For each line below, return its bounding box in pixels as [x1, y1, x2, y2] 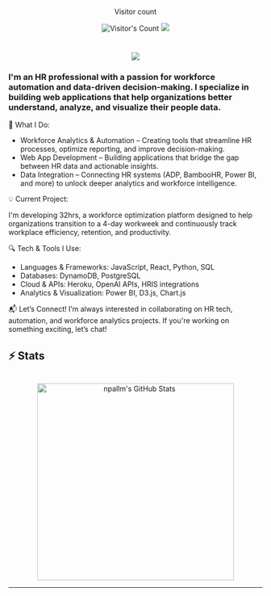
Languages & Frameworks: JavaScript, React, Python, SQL [19, 262, 215, 272]
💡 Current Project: [8, 194, 69, 204]
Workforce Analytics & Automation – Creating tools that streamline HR [19, 136, 252, 145]
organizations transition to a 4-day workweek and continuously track [8, 219, 237, 229]
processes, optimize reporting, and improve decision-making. [19, 145, 225, 154]
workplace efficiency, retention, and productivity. [8, 228, 172, 237]
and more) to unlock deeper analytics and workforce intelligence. [19, 178, 237, 188]
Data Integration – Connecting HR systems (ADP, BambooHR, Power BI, [19, 170, 257, 180]
